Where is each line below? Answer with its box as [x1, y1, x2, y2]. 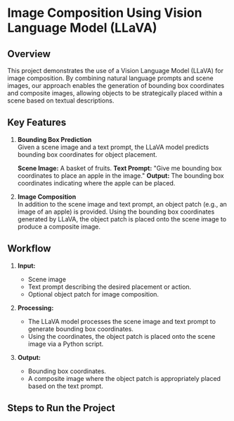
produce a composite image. [17, 222, 100, 231]
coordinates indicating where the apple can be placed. [17, 179, 176, 187]
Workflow [7, 242, 51, 254]
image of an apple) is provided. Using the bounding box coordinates [17, 207, 215, 216]
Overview [7, 48, 51, 60]
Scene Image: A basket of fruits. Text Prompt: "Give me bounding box [17, 164, 223, 172]
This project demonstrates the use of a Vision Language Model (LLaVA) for [7, 67, 223, 75]
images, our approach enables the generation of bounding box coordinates [7, 82, 225, 89]
